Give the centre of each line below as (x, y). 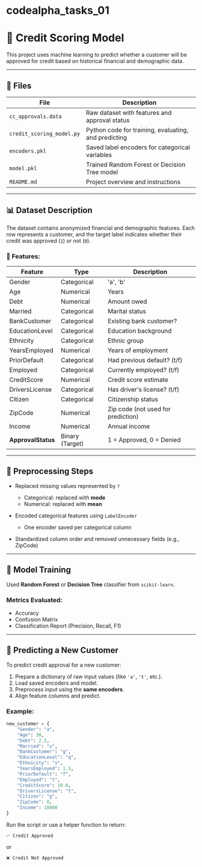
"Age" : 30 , (31, 735)
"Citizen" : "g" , (38, 797)
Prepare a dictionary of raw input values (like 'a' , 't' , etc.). (89, 676)
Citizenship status (133, 400)
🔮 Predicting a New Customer (63, 650)
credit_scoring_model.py (45, 134)
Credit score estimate (138, 380)
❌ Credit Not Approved (35, 858)
